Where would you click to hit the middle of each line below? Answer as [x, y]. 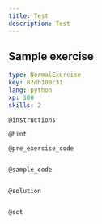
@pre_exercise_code [41, 148]
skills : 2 [25, 105]
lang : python [30, 90]
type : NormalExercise [45, 75]
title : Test [28, 16]
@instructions [32, 120]
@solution [25, 191]
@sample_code [30, 170]
